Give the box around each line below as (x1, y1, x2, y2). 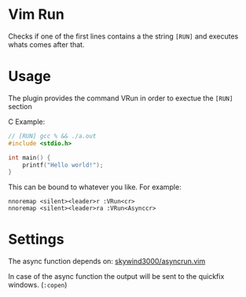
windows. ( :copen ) (8, 280, 68, 290)
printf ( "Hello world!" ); (22, 161, 104, 169)
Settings (8, 230, 64, 248)
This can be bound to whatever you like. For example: (8, 182, 182, 192)
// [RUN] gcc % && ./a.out (8, 132, 97, 140)
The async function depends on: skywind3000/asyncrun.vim (8, 257, 206, 266)
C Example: (8, 116, 46, 126)
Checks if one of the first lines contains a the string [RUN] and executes (8, 31, 239, 41)
